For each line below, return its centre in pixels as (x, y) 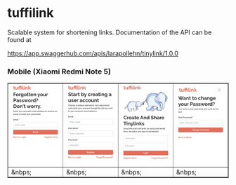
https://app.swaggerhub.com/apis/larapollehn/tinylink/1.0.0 (93, 53)
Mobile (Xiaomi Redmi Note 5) (59, 71)
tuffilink (31, 13)
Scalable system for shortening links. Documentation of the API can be (110, 32)
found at (19, 39)
